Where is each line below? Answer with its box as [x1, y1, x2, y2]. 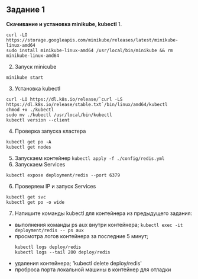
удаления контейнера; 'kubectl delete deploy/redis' [14, 259, 142, 267]
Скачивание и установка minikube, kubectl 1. [6, 20, 122, 27]
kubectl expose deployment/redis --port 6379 [6, 172, 120, 178]
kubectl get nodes [6, 144, 51, 150]
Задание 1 [6, 5, 46, 15]
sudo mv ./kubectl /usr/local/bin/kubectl [6, 112, 112, 118]
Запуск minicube [14, 63, 57, 70]
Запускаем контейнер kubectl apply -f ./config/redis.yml [14, 154, 165, 162]
